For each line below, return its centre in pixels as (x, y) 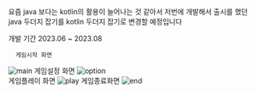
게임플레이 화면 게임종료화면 (64, 81)
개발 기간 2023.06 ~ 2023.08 (55, 39)
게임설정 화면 (54, 71)
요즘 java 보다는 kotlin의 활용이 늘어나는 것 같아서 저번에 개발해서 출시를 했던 (128, 12)
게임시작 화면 (34, 55)
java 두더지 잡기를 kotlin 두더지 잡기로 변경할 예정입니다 (95, 21)
